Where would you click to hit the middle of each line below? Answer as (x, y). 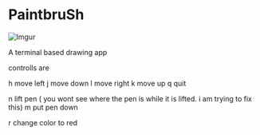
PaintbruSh (46, 15)
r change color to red (43, 122)
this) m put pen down (43, 107)
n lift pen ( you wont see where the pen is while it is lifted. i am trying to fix (130, 98)
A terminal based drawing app (58, 52)
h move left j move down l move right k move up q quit (97, 83)
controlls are (29, 67)
